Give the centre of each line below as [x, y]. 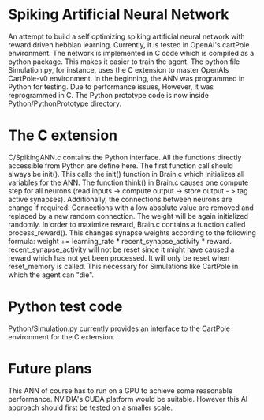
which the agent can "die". [51, 275]
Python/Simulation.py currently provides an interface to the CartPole [119, 328]
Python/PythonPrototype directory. [65, 103]
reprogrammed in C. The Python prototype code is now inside [108, 95]
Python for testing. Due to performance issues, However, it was [111, 86]
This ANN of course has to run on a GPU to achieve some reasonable [121, 390]
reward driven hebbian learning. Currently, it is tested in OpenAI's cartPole [129, 44]
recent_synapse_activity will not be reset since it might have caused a [121, 249]
